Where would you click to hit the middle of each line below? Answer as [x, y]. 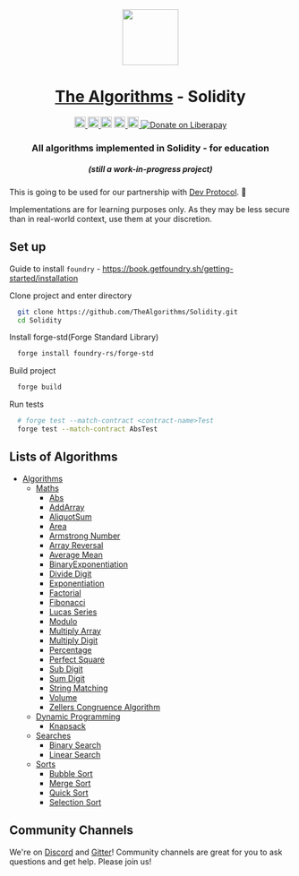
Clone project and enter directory [71, 296]
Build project [33, 371]
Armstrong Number [85, 536]
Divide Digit [70, 573]
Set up [28, 247]
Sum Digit [67, 678]
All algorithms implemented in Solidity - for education [150, 148]
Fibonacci [67, 602]
